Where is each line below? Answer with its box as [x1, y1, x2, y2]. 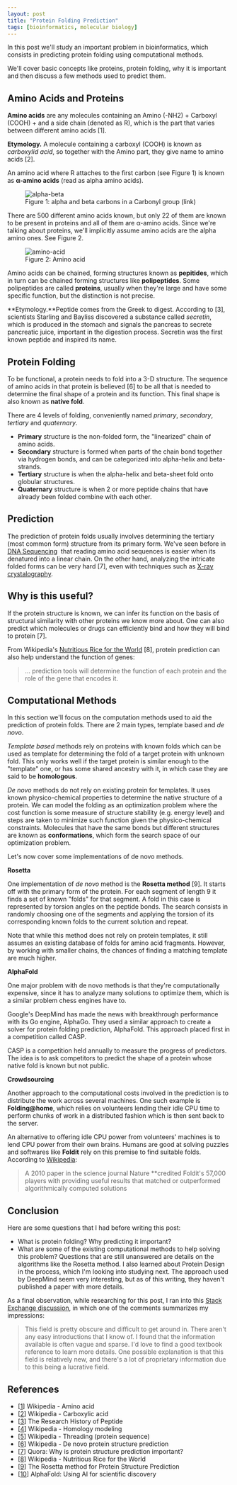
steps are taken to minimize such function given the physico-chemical [7, 816, 212, 824]
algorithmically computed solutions [24, 1184, 127, 1193]
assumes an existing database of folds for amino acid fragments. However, [7, 938, 226, 947]
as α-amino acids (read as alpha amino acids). [7, 176, 144, 185]
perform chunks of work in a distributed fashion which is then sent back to [7, 1111, 225, 1120]
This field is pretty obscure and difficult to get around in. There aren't [24, 1325, 226, 1333]
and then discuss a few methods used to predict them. [7, 72, 166, 80]
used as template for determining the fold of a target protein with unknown [7, 749, 225, 758]
